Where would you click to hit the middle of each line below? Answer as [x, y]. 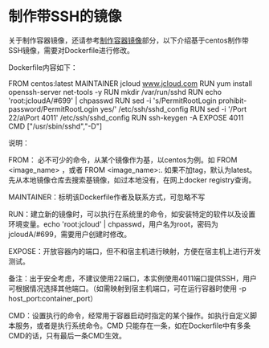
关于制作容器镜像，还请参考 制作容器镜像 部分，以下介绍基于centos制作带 [128, 40]
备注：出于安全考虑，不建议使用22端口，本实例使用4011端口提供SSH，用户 [132, 278]
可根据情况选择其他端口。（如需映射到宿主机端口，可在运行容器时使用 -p [127, 288]
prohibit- [232, 100]
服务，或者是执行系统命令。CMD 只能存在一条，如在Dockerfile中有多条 [133, 325]
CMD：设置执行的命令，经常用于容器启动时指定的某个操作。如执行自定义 [129, 315]
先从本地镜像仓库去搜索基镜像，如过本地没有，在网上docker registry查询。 [132, 180]
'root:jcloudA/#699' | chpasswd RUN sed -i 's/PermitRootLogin [112, 100]
